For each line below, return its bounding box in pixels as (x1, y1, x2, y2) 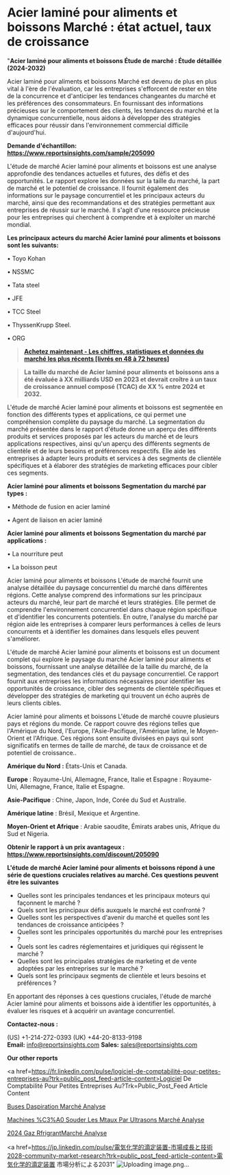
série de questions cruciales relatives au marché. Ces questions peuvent (7, 870, 219, 879)
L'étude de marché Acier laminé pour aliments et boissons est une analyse (7, 162, 217, 170)
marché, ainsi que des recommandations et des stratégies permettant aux (7, 198, 216, 206)
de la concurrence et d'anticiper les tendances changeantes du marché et (7, 91, 216, 100)
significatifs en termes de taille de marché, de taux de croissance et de (7, 741, 207, 749)
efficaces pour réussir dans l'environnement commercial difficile (7, 121, 189, 129)
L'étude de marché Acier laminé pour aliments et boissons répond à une (7, 863, 216, 872)
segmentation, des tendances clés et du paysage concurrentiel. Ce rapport (7, 669, 219, 678)
